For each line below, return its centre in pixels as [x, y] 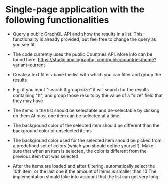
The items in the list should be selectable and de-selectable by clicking [86, 110]
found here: [24, 59]
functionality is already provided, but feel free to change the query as [85, 39]
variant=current [29, 65]
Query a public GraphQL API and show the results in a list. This [77, 34]
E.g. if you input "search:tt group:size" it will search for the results [81, 89]
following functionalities [57, 20]
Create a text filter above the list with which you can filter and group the [87, 74]
